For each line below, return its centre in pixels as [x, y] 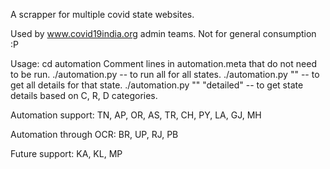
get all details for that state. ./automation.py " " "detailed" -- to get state [157, 85]
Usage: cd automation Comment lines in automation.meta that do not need [163, 63]
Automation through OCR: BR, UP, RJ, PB [94, 134]
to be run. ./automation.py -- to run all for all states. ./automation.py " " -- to [165, 74]
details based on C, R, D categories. [84, 95]
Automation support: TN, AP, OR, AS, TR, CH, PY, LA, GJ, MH [136, 115]
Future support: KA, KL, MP [66, 153]
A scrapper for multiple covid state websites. [102, 14]
